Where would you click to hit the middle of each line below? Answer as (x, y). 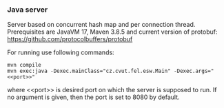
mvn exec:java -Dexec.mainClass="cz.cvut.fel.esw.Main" (89, 71)
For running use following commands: (61, 52)
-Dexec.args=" (194, 71)
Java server (28, 10)
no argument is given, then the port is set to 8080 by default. (94, 97)
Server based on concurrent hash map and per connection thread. (101, 25)
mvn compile (24, 65)
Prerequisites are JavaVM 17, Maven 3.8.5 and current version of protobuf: (112, 32)
